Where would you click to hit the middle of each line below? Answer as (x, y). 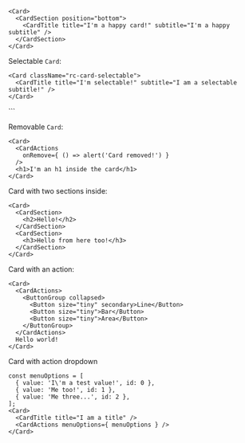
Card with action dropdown (53, 361)
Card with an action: (41, 269)
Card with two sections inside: (58, 191)
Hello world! (37, 339)
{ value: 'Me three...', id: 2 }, (73, 397)
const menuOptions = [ (46, 376)
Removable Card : (36, 127)
